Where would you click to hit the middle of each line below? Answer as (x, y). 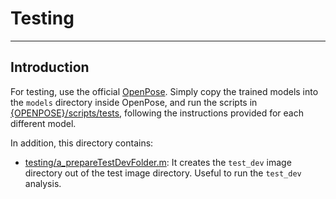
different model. (43, 123)
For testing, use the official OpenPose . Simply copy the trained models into (164, 91)
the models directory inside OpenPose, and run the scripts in (134, 102)
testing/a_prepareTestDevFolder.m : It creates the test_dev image (158, 162)
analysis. (43, 183)
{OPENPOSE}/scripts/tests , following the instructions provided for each (157, 113)
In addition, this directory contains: (82, 143)
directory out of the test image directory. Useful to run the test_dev (163, 173)
